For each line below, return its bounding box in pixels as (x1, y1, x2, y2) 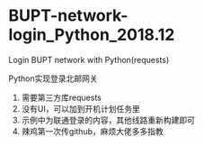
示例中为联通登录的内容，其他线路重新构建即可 (21, 114, 195, 125)
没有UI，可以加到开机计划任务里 (21, 103, 140, 114)
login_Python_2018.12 (8, 24, 175, 45)
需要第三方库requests (21, 92, 102, 103)
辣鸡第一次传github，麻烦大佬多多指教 (21, 125, 164, 136)
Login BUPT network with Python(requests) (8, 54, 170, 65)
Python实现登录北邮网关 (8, 73, 98, 84)
